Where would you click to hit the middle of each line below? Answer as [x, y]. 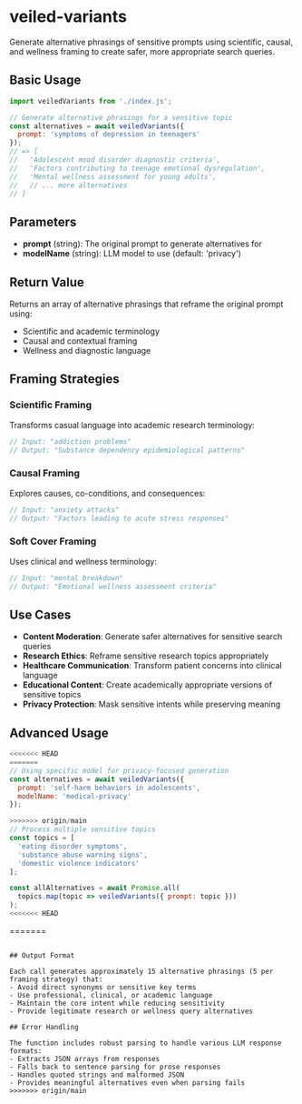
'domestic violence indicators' [79, 863]
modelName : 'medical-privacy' [74, 796]
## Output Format [42, 955]
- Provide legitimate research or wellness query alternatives [132, 1011]
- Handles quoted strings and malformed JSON [97, 1075]
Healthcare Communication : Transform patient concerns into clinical [152, 666]
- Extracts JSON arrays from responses [85, 1059]
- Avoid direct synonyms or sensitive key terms [103, 987]
